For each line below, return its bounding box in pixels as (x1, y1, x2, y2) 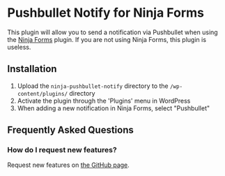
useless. (7, 43, 31, 51)
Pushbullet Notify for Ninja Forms (7, 5, 204, 21)
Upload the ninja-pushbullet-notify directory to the (17, 82, 169, 90)
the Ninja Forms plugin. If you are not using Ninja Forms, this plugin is (7, 35, 207, 43)
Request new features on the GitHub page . (7, 161, 130, 169)
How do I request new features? (7, 145, 117, 155)
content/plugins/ (17, 90, 68, 97)
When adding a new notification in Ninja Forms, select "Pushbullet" (17, 103, 210, 112)
